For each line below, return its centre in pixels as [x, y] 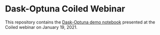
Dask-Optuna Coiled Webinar [65, 9]
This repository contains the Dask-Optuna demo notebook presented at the [80, 22]
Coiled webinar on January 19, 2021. [41, 27]
